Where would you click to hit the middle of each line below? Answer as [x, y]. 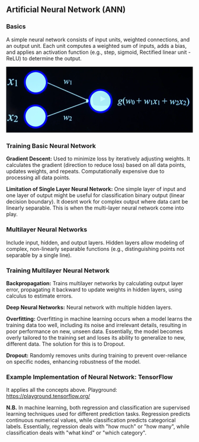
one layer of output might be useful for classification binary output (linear [95, 195]
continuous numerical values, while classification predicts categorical [91, 420]
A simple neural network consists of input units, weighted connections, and [98, 39]
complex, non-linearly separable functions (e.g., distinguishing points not [95, 249]
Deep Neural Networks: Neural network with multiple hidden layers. [89, 307]
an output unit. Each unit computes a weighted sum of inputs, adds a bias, [97, 46]
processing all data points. [38, 178]
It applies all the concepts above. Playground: [62, 390]
